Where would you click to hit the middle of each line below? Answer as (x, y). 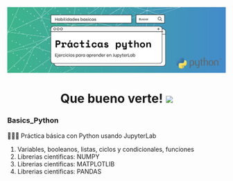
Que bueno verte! (111, 99)
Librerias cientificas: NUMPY (58, 157)
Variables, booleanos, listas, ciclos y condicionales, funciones (105, 149)
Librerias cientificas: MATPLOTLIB (66, 164)
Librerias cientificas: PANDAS (59, 171)
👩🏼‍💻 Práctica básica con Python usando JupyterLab (82, 136)
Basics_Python (33, 120)
